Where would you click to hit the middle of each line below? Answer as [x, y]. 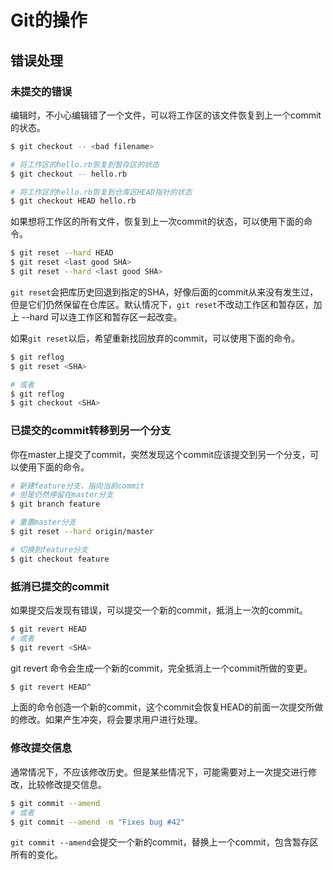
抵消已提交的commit [60, 586]
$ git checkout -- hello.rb [69, 174]
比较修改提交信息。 [67, 784]
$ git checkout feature [60, 559]
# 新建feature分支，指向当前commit [77, 486]
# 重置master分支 [43, 522]
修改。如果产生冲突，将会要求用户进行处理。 [110, 720]
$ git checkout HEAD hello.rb [73, 201]
